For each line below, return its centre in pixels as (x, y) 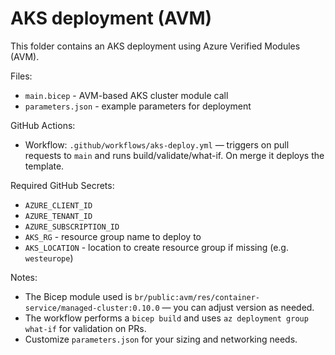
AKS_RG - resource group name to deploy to (113, 236)
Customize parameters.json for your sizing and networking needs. (161, 339)
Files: (21, 76)
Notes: (24, 277)
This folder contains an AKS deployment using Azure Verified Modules (155, 46)
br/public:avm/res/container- (197, 297)
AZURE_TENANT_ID (58, 216)
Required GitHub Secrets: (62, 185)
